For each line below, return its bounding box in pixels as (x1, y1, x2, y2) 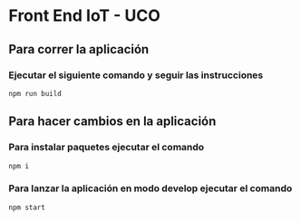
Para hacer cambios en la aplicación (8, 114, 217, 130)
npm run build (8, 89, 63, 98)
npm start (8, 203, 46, 212)
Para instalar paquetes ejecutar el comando (8, 141, 205, 154)
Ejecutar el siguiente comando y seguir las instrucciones (8, 69, 264, 82)
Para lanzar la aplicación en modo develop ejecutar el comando (8, 182, 293, 195)
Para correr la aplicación (8, 42, 150, 57)
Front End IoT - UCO (8, 5, 160, 26)
